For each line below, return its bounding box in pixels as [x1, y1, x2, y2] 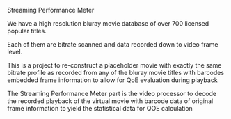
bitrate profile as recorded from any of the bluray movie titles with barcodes [7, 69, 225, 77]
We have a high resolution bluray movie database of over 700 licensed [7, 19, 209, 27]
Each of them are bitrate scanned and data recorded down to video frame [7, 40, 218, 48]
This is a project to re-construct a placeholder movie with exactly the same [7, 61, 222, 69]
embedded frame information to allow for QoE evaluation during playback [7, 76, 218, 84]
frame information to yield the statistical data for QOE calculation [7, 104, 193, 112]
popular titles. [7, 27, 47, 35]
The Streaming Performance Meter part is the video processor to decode [7, 90, 217, 97]
